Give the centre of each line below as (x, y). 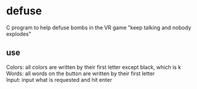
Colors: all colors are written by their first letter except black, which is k (94, 67)
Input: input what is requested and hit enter (59, 79)
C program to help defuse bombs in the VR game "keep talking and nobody (99, 27)
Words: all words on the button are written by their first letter (81, 73)
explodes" (19, 33)
